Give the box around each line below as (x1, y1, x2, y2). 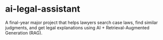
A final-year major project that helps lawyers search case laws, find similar (5, 20, 158, 25)
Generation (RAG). (5, 30, 43, 36)
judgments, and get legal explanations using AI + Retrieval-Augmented (5, 24, 150, 30)
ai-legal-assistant (5, 3, 81, 15)
